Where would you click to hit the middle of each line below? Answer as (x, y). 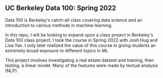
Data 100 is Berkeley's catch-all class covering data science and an (74, 20)
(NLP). (12, 71)
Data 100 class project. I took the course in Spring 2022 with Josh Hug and (81, 40)
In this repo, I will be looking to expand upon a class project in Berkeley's (79, 35)
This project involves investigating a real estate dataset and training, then (80, 60)
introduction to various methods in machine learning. (59, 25)
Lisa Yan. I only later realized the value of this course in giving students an (81, 45)
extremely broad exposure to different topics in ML (57, 50)
